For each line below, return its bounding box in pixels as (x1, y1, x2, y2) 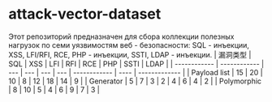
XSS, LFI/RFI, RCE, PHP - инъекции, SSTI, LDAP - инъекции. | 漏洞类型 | (8, 49, 252, 59)
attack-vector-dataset (8, 5, 162, 23)
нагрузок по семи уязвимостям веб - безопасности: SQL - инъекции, (8, 40, 250, 49)
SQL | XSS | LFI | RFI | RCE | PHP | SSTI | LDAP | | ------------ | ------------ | (8, 58, 265, 69)
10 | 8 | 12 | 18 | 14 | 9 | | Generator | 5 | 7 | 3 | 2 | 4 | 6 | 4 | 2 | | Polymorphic (8, 76, 262, 86)
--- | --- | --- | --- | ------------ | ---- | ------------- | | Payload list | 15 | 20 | (8, 67, 263, 77)
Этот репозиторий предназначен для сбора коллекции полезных (8, 32, 235, 41)
